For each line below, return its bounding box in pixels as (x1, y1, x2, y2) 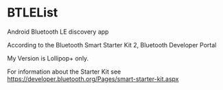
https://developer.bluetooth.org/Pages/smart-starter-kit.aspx (7, 74, 180, 83)
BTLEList (7, 5, 58, 21)
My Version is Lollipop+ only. (7, 54, 89, 63)
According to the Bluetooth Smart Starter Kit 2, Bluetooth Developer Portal (7, 41, 217, 49)
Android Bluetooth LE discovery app (7, 27, 109, 36)
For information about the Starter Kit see (7, 67, 121, 76)
